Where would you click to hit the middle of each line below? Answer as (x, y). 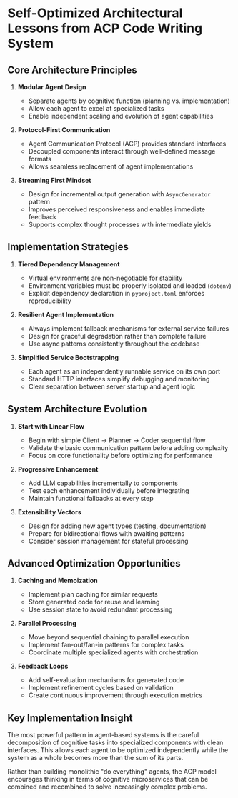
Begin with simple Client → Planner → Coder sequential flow (117, 440)
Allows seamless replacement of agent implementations (111, 166)
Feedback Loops (43, 667)
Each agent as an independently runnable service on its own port (124, 371)
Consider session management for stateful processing (108, 541)
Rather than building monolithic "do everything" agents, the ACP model (112, 772)
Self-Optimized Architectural (95, 13)
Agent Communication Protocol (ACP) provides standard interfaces (127, 144)
